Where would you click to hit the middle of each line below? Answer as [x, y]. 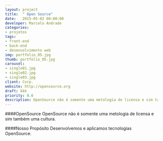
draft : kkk [16, 91]
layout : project [21, 9]
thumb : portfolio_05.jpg [30, 59]
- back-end [16, 46]
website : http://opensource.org [38, 86]
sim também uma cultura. [30, 119]
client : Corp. [19, 82]
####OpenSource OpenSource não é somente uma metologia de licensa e [80, 114]
